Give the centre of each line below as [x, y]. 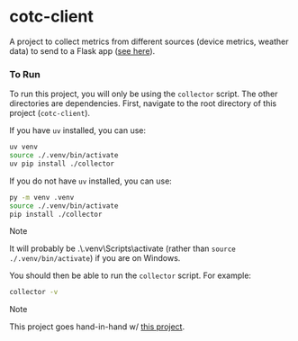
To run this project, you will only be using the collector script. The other [144, 94]
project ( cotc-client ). [50, 113]
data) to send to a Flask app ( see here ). [82, 50]
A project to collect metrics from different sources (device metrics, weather [149, 41]
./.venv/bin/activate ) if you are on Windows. [95, 258]
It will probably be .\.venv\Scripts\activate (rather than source [122, 248]
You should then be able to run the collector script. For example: [131, 275]
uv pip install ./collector [62, 164]
